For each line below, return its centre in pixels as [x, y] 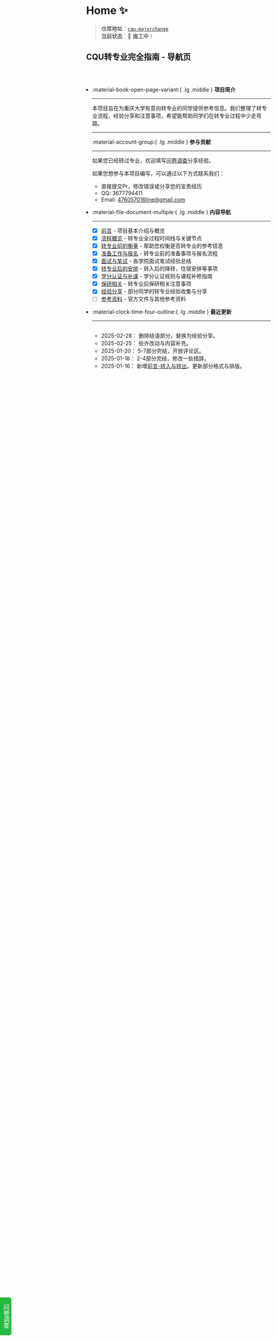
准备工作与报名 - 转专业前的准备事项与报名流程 [159, 253]
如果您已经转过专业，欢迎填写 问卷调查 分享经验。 [153, 160]
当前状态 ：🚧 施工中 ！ [127, 36]
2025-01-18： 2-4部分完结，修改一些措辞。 [155, 359]
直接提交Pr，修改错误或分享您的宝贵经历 [152, 186]
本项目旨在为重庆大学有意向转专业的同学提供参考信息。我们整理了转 [177, 108]
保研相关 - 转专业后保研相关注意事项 [146, 284]
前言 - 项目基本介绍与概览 [133, 231]
